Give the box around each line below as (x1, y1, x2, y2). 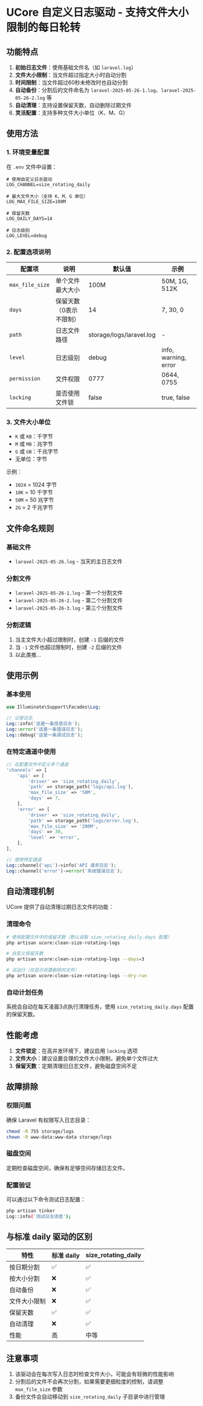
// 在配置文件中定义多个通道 (6, 761, 69, 767)
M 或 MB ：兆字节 (14, 440, 53, 448)
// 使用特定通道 (6, 856, 42, 862)
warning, (161, 353, 187, 362)
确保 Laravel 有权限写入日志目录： (6, 1116, 91, 1124)
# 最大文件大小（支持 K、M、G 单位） (6, 193, 89, 200)
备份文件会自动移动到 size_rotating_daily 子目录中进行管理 (14, 1393, 165, 1401)
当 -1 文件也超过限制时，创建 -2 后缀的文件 (14, 643, 123, 651)
